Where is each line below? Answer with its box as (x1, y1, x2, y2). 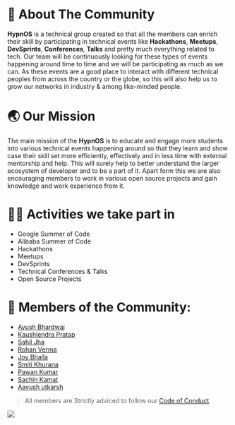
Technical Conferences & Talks (17, 267, 108, 275)
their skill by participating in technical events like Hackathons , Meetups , (7, 37, 219, 45)
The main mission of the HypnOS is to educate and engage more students (7, 136, 224, 145)
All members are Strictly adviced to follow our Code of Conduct (24, 396, 210, 405)
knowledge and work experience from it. (7, 181, 126, 190)
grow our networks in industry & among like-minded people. (7, 82, 182, 90)
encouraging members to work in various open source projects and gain (7, 174, 217, 182)
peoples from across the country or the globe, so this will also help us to (7, 74, 217, 83)
